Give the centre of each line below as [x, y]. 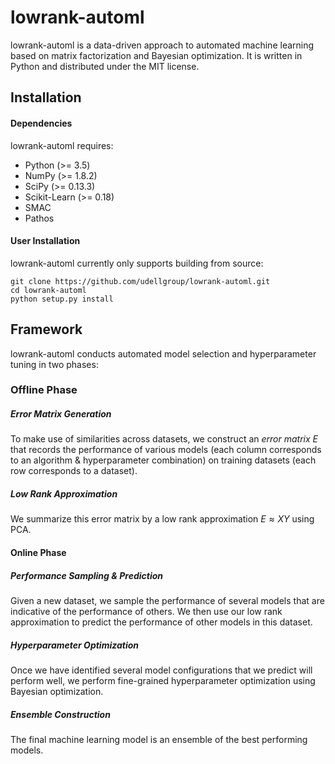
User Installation [45, 241]
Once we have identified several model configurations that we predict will [161, 670]
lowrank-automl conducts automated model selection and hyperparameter [163, 353]
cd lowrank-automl [48, 290]
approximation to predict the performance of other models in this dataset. [161, 622]
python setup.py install [62, 299]
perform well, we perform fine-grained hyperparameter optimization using [163, 680]
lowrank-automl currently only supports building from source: [137, 263]
